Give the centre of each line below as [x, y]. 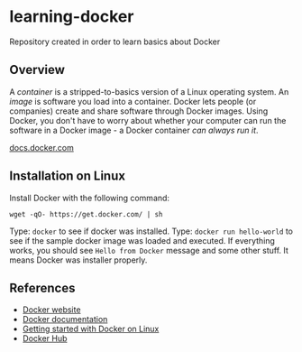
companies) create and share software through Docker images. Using [139, 111]
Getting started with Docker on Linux [91, 329]
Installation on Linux [68, 176]
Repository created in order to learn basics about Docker [115, 42]
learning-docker [72, 17]
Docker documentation [65, 320]
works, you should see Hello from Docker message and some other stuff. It [149, 250]
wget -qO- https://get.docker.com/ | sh [87, 214]
